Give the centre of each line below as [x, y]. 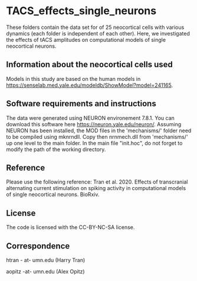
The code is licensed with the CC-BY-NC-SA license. [70, 227]
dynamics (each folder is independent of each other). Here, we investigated [98, 33]
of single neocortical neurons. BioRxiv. [53, 195]
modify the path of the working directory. [56, 149]
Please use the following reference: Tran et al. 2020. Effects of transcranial [97, 182]
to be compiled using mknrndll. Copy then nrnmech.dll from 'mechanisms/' [97, 136]
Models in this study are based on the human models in [73, 79]
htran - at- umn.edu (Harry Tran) [46, 260]
